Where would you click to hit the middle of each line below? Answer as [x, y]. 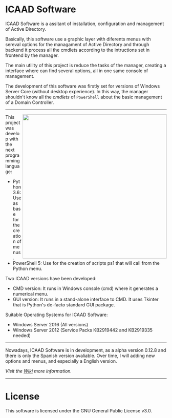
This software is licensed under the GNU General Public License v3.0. [79, 410]
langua [13, 166]
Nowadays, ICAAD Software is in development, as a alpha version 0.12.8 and [86, 350]
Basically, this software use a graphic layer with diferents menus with [78, 39]
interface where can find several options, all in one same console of [77, 71]
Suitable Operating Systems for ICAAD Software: [57, 315]
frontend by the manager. [32, 55]
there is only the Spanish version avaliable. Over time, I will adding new [80, 356]
